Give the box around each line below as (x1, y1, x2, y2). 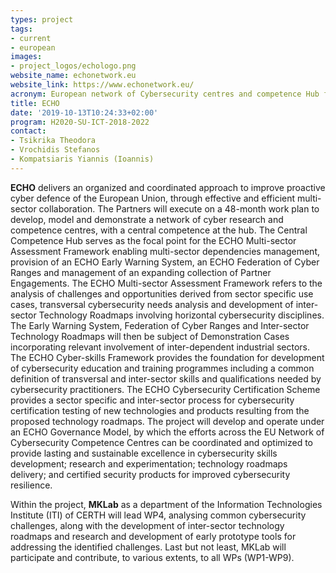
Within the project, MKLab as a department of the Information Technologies (10, 498, 323, 510)
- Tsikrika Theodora (10, 136, 97, 146)
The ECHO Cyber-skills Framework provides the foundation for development (10, 351, 325, 363)
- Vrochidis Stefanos (10, 145, 101, 155)
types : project (10, 14, 74, 25)
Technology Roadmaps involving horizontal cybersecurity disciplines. (38, 309, 325, 321)
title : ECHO (10, 98, 60, 108)
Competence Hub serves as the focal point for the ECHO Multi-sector (10, 234, 297, 246)
